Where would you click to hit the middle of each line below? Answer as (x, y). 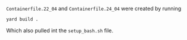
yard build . (22, 19)
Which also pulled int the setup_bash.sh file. (60, 30)
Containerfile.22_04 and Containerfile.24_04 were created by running (94, 9)
